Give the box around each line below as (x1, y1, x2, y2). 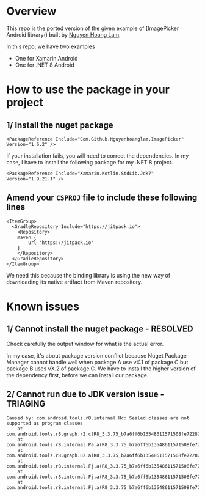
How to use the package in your (6, 83, 170, 97)
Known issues (6, 300, 79, 313)
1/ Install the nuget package (6, 120, 114, 130)
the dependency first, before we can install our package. (6, 371, 149, 378)
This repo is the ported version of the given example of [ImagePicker (6, 24, 179, 32)
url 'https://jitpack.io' (28, 240, 95, 246)
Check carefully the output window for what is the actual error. (6, 340, 164, 347)
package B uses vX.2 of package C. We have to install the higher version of (6, 365, 196, 372)
